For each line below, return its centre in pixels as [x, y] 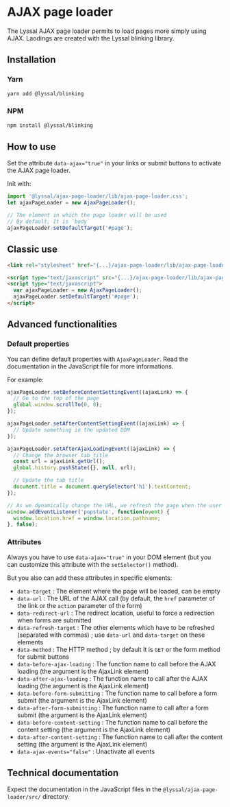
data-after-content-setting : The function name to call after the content [120, 737]
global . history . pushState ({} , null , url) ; [75, 468]
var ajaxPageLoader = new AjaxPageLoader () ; [78, 290]
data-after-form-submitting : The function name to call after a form [113, 707]
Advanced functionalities [62, 324]
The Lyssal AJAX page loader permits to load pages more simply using [107, 31]
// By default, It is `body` [49, 222]
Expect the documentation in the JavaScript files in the [85, 789]
